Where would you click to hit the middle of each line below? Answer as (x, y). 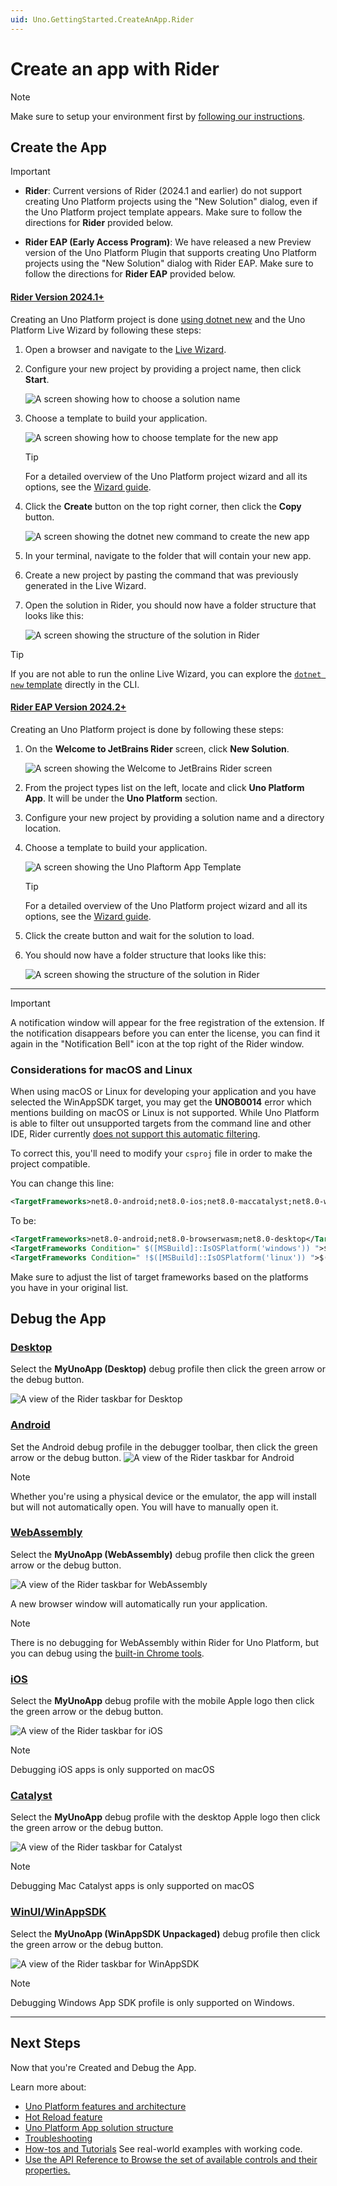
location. (43, 828)
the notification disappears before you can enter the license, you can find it (165, 1033)
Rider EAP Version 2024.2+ (68, 707)
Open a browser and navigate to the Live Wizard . (125, 349)
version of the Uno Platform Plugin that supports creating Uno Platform (170, 253)
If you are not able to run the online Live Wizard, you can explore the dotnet (166, 673)
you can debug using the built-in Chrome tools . (107, 1653)
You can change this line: (62, 1183)
